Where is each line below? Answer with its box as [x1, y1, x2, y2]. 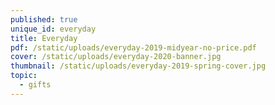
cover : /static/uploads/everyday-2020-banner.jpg [10, 52, 222, 62]
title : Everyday [10, 33, 78, 43]
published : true [10, 14, 78, 25]
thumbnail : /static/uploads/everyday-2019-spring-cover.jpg [10, 61, 267, 71]
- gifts [19, 80, 52, 90]
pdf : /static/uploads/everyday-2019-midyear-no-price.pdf [10, 42, 257, 53]
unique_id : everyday [10, 24, 97, 34]
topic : [10, 71, 38, 81]
